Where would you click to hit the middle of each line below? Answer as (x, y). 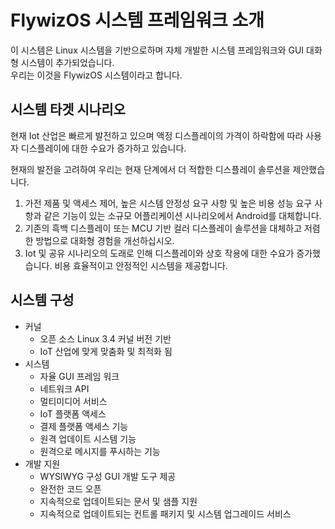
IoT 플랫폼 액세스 (73, 413)
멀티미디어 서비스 (73, 401)
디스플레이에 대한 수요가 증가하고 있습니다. (103, 148)
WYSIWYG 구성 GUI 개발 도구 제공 (108, 476)
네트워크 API (64, 388)
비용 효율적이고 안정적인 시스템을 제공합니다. (141, 265)
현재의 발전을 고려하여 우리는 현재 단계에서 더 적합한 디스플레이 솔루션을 (150, 169)
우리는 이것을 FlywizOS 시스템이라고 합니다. (96, 75)
